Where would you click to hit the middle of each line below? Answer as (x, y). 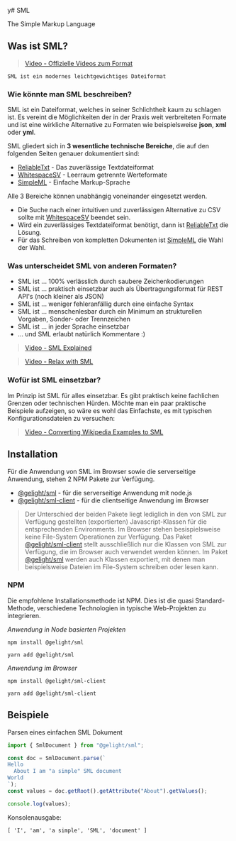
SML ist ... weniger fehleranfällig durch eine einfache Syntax (105, 304)
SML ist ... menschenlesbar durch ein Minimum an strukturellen (109, 312)
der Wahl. (32, 248)
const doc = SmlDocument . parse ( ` (57, 758)
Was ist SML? (38, 46)
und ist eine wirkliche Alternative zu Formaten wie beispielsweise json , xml (117, 125)
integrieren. (24, 615)
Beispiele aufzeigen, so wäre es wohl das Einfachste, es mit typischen (110, 410)
